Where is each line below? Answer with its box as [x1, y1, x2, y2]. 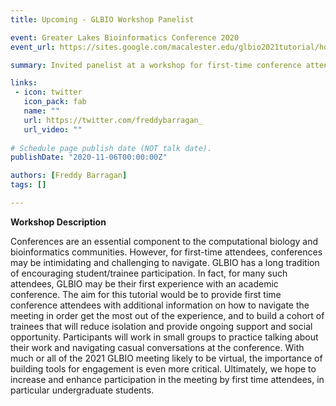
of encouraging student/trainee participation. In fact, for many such [10, 267, 288, 279]
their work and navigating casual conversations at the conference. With [10, 341, 305, 353]
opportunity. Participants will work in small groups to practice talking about [10, 331, 319, 343]
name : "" [23, 106, 60, 116]
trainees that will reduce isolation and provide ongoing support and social [10, 320, 313, 332]
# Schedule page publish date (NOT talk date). [10, 143, 213, 153]
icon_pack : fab [23, 97, 87, 107]
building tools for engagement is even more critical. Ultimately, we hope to [10, 362, 317, 375]
